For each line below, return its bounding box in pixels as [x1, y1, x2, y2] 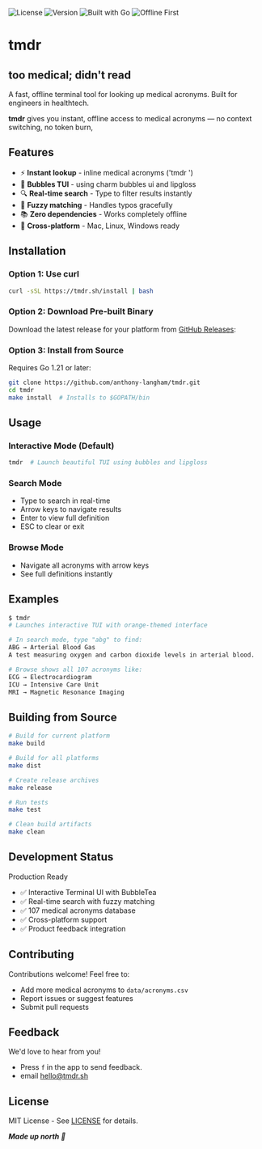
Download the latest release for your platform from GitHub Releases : [8, 324, 236, 334]
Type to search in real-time [19, 496, 111, 505]
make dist [8, 761, 42, 770]
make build [8, 740, 45, 748]
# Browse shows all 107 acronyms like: [8, 665, 143, 674]
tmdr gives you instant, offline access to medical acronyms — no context [8, 114, 252, 123]
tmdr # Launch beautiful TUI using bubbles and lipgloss [8, 458, 208, 467]
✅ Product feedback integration [19, 923, 126, 933]
